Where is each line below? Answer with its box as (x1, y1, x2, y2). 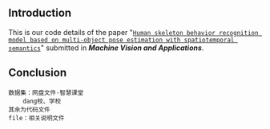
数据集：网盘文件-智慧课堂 (8, 88, 84, 96)
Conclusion (8, 66, 67, 80)
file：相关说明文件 (8, 114, 65, 122)
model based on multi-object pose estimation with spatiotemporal (8, 36, 235, 44)
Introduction (8, 6, 72, 20)
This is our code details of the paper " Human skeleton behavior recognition (8, 27, 259, 37)
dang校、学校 (22, 97, 62, 105)
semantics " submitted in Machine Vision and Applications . (8, 43, 204, 53)
